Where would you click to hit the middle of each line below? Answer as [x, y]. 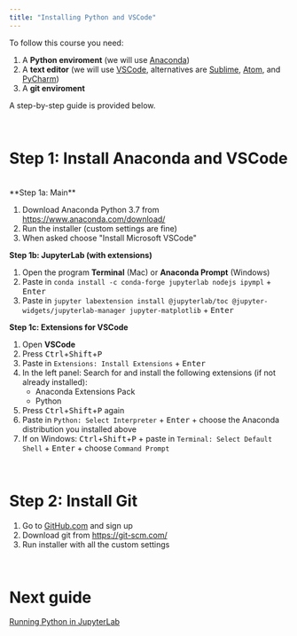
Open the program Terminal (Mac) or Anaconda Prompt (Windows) [146, 272]
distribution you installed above [79, 429]
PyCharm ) [40, 79]
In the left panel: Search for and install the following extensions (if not [149, 373]
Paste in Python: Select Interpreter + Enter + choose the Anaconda [151, 420]
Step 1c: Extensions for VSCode [69, 327]
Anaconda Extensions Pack [85, 391]
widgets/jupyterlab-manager [74, 310]
